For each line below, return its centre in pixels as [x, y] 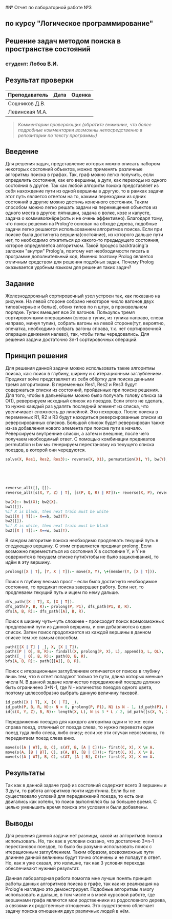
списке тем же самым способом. [42, 637]
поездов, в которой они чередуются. [46, 450]
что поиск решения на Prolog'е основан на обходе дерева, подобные [81, 224]
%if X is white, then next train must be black [57, 526]
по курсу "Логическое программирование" [79, 23]
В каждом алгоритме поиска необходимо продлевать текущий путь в [82, 541]
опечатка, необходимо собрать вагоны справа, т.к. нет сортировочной [83, 329]
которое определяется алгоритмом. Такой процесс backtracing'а [77, 245]
